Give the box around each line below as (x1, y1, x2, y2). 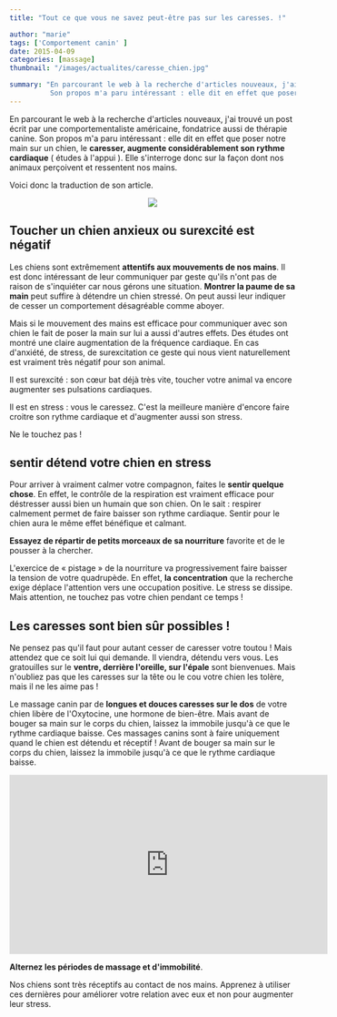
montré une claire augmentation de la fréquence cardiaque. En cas (9, 337, 260, 348)
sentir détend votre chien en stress (9, 454, 212, 470)
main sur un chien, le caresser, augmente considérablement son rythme (9, 142, 285, 153)
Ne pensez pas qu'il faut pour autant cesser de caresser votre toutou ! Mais (9, 643, 292, 654)
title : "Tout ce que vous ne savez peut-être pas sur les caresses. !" (9, 13, 286, 23)
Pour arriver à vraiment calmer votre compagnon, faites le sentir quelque (9, 479, 284, 490)
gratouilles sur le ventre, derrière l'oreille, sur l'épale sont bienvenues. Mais (9, 662, 296, 673)
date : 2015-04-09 (9, 46, 75, 56)
